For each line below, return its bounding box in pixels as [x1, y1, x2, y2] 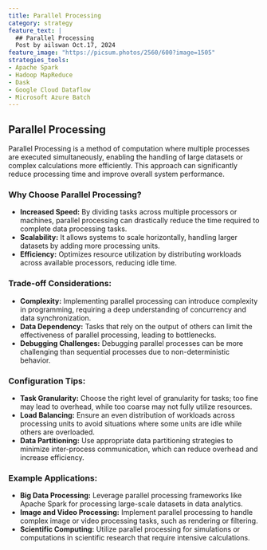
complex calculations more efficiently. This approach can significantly [8, 161, 238, 171]
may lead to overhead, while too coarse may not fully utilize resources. [19, 402, 253, 411]
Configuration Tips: [8, 375, 86, 387]
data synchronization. [19, 312, 92, 323]
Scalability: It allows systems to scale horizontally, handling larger [19, 233, 238, 242]
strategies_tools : [8, 57, 69, 65]
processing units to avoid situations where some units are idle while [19, 418, 242, 428]
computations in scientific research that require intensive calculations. [19, 533, 250, 543]
